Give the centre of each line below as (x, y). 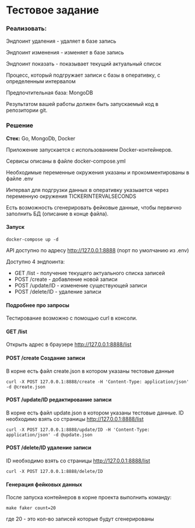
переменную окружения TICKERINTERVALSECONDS (71, 196)
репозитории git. (27, 110)
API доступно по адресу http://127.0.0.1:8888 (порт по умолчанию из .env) (97, 250)
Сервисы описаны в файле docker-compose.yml (66, 161)
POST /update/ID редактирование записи (59, 400)
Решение (20, 125)
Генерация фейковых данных (44, 484)
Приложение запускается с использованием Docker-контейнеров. (89, 149)
